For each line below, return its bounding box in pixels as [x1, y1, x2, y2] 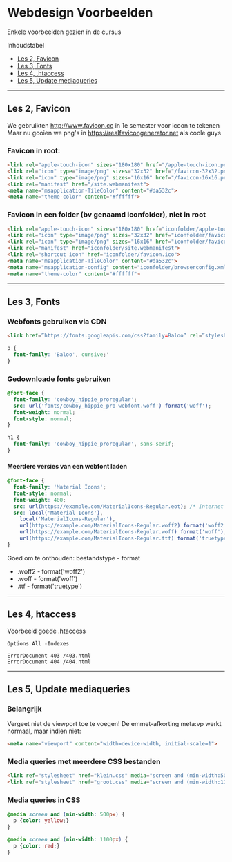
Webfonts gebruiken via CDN [7, 316, 107, 326]
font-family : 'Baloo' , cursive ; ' [13, 351, 110, 358]
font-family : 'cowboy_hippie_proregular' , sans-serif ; [13, 440, 175, 448]
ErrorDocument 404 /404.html [7, 658, 91, 665]
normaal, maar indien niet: [7, 727, 81, 736]
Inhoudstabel [7, 41, 45, 49]
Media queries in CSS [7, 795, 81, 805]
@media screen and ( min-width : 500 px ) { [7, 811, 126, 818]
